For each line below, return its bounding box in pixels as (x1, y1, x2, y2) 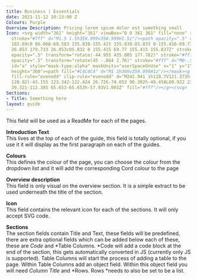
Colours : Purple (6, 19, 46, 25)
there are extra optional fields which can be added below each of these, (6, 236, 180, 243)
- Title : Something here (6, 95, 67, 101)
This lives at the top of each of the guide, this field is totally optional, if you (6, 135, 186, 142)
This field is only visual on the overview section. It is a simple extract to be (6, 182, 186, 189)
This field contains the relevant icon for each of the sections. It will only (6, 206, 179, 213)
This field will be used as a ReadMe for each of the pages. (6, 117, 147, 124)
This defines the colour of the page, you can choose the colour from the (6, 159, 181, 166)
